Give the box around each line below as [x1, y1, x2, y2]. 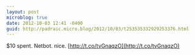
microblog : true [6, 15, 48, 21]
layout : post [6, 8, 40, 15]
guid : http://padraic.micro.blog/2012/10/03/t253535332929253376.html [6, 25, 190, 32]
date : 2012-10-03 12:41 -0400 [6, 20, 83, 26]
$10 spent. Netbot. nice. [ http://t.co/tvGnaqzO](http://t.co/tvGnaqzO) [6, 42, 180, 50]
